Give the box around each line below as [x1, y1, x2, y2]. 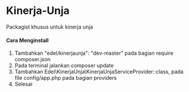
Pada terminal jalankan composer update [14, 62, 114, 69]
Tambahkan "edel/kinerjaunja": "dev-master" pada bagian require [14, 49, 174, 56]
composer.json [14, 56, 51, 63]
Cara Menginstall [6, 37, 49, 44]
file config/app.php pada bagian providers [14, 75, 117, 82]
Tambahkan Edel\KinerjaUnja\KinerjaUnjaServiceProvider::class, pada [14, 68, 184, 75]
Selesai [14, 80, 33, 88]
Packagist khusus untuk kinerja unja [6, 23, 93, 30]
